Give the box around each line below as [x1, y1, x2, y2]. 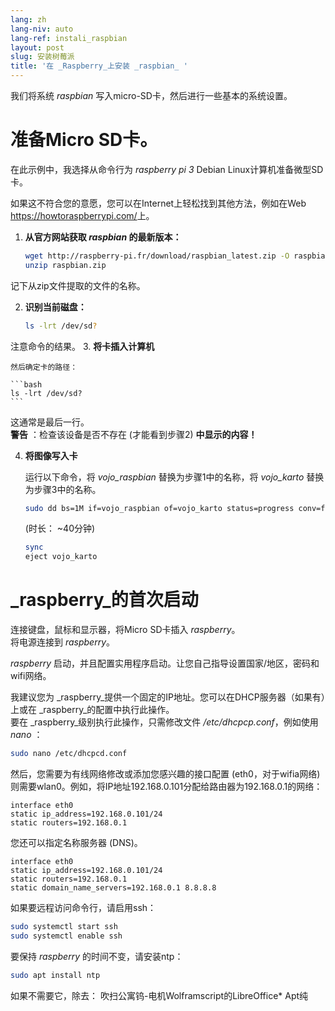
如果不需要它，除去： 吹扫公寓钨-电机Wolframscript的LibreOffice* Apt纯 [10, 989, 309, 1001]
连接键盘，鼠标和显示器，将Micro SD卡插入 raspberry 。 [10, 624, 241, 636]
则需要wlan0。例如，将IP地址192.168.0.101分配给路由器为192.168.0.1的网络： [10, 781, 323, 792]
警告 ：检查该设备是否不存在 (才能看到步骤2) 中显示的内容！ [10, 428, 258, 440]
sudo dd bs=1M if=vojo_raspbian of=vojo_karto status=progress [24, 503, 295, 513]
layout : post [10, 42, 65, 53]
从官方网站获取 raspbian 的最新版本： [24, 231, 182, 243]
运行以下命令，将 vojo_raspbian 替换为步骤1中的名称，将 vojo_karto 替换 [24, 471, 325, 483]
